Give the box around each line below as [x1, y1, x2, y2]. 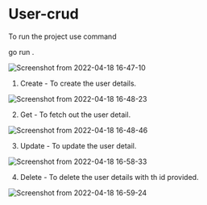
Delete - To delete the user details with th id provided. [19, 172, 199, 182]
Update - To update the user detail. [19, 140, 137, 150]
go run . [8, 47, 35, 56]
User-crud [8, 5, 79, 23]
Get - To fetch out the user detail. [19, 110, 131, 119]
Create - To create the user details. [19, 78, 137, 88]
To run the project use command [8, 31, 117, 41]
